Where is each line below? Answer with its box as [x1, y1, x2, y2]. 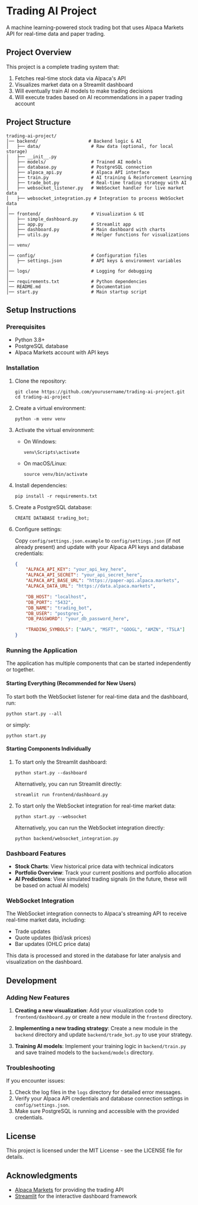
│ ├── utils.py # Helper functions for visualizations [6, 232, 190, 238]
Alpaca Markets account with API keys [14, 349, 109, 356]
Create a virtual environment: [14, 404, 86, 411]
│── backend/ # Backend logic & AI [6, 138, 142, 144]
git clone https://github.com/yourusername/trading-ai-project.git [14, 389, 185, 395]
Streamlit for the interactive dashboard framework [14, 1193, 138, 1200]
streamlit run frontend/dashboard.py [14, 791, 108, 797]
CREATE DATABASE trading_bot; [14, 515, 90, 521]
